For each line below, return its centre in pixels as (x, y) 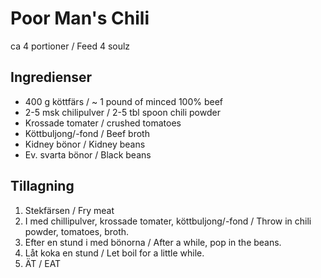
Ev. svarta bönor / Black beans (88, 154)
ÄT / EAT (43, 263)
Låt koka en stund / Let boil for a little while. (114, 253)
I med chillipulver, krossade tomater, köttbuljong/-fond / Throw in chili (168, 221)
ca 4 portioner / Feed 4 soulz (70, 46)
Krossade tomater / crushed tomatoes (103, 123)
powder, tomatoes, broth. (77, 231)
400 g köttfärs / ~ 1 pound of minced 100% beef (124, 101)
